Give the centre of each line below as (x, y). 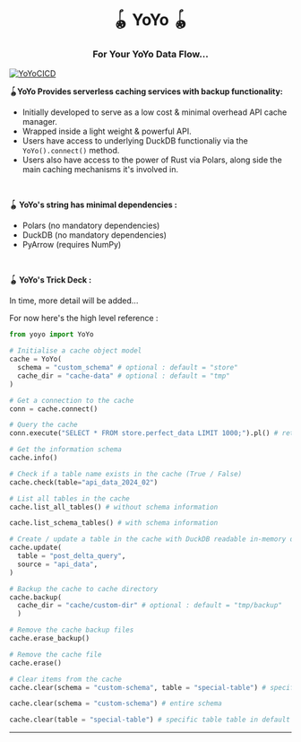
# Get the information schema (66, 450)
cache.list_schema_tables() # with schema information (114, 523)
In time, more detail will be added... (74, 301)
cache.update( (36, 548)
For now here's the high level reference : (84, 319)
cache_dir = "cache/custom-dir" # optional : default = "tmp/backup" (150, 606)
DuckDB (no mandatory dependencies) (95, 235)
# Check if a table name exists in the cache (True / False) (126, 474)
